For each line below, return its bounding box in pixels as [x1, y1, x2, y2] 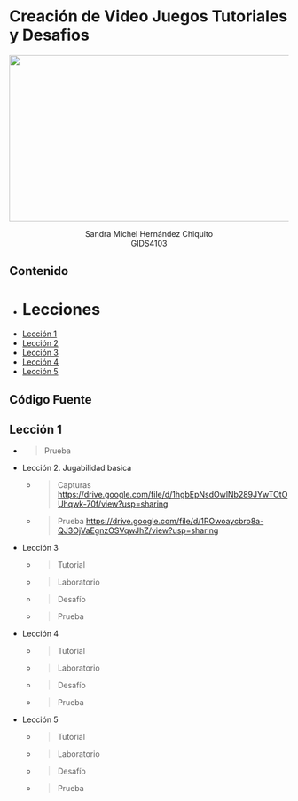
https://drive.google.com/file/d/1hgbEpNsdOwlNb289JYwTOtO [57, 490, 288, 500]
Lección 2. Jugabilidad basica [21, 463, 132, 474]
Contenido [9, 263, 69, 279]
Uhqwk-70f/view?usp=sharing [57, 499, 169, 509]
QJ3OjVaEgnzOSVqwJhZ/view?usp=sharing [57, 525, 219, 536]
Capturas [57, 480, 91, 491]
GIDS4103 [130, 238, 168, 248]
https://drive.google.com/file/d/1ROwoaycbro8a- [85, 516, 264, 527]
